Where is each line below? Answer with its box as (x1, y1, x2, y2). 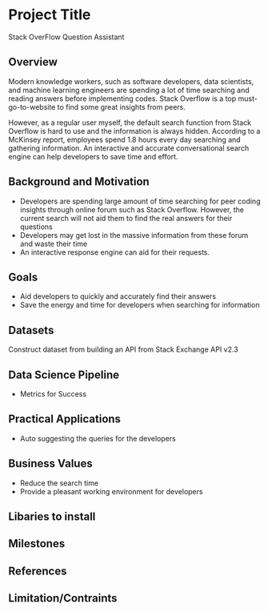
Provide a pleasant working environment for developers (19, 486, 203, 496)
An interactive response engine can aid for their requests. (19, 247, 210, 257)
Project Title (8, 6, 91, 24)
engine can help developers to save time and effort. (8, 151, 178, 161)
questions (19, 222, 54, 232)
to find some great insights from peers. (57, 102, 186, 111)
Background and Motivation (8, 175, 150, 189)
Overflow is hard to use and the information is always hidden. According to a (8, 126, 261, 135)
